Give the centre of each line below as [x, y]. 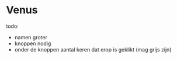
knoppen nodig [33, 43]
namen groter [31, 37]
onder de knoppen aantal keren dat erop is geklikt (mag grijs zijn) [93, 49]
